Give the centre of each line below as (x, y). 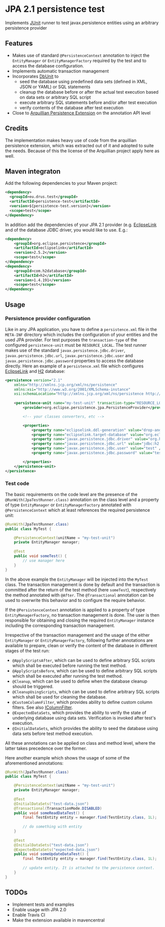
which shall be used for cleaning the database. (59, 697)
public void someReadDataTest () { (49, 813)
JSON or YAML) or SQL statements (55, 87)
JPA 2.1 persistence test (55, 9)
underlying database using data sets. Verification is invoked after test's (84, 718)
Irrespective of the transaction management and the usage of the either (77, 635)
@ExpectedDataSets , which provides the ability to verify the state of (79, 712)
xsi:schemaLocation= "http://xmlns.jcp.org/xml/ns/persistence (79, 394)
